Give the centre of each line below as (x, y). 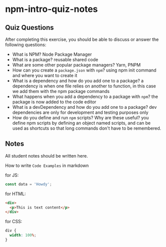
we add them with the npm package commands (61, 91)
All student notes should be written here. (47, 156)
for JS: (12, 175)
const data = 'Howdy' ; (28, 184)
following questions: (26, 45)
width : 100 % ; (23, 235)
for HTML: (16, 194)
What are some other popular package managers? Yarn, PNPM (77, 65)
